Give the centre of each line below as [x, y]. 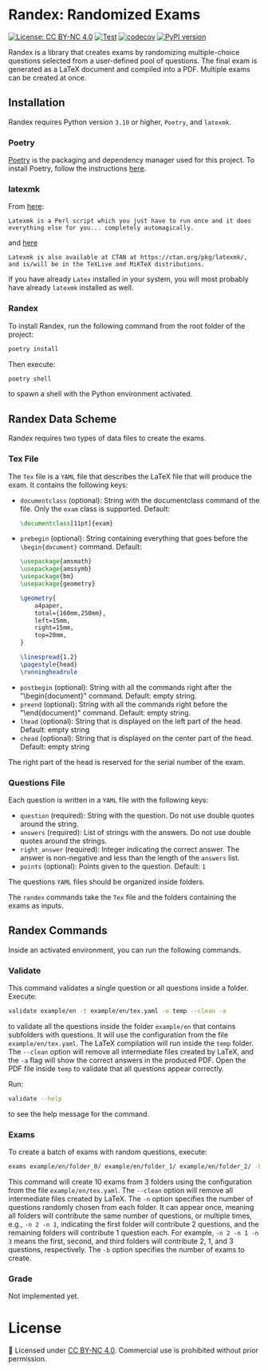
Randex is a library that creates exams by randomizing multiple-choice [124, 52]
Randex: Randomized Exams [104, 15]
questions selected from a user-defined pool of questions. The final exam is [133, 61]
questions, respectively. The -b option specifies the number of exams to [126, 1249]
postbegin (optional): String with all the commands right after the [126, 687]
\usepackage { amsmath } [56, 561]
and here [23, 243]
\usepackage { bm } [47, 577]
